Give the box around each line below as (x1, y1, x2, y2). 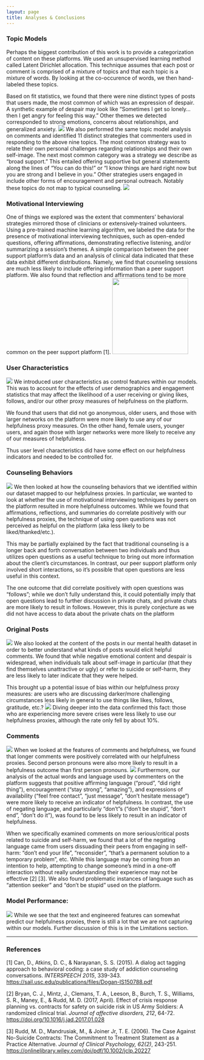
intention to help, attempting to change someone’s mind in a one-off (6, 862, 176, 869)
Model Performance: (6, 897, 69, 905)
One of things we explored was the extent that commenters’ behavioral (6, 213, 184, 221)
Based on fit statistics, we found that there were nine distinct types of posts (6, 92, 195, 100)
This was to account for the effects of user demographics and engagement (6, 385, 194, 392)
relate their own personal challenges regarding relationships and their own (6, 145, 192, 152)
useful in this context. (6, 572, 61, 580)
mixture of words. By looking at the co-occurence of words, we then (6, 74, 177, 81)
